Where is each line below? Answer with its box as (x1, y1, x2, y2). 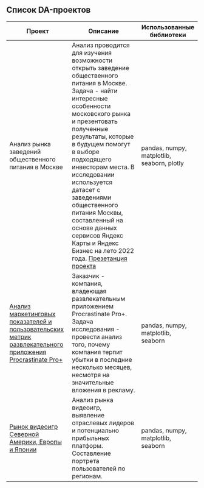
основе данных (72, 224, 117, 232)
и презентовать (72, 117, 118, 126)
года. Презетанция (72, 254, 127, 263)
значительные (72, 378, 114, 386)
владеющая (72, 286, 107, 295)
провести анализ (72, 332, 123, 341)
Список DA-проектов (6, 5, 91, 15)
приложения (9, 347, 47, 356)
